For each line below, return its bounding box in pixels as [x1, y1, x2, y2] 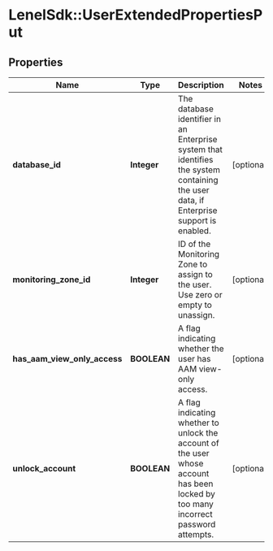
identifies [177, 154, 214, 165]
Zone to [177, 258, 208, 270]
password [177, 518, 216, 530]
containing [177, 175, 219, 185]
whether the [177, 343, 225, 354]
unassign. [177, 310, 215, 320]
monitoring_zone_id [12, 274, 91, 285]
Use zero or [177, 289, 223, 300]
